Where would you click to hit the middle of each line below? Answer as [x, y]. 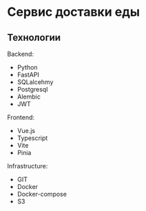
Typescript [32, 138]
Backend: [21, 54]
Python [27, 67]
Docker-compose [42, 194]
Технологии [34, 38]
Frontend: [21, 117]
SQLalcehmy [35, 82]
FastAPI [28, 74]
